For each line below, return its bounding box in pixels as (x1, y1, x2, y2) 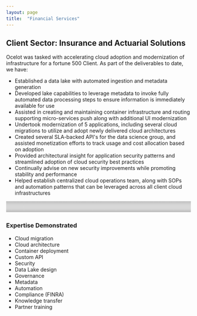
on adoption (14, 146, 44, 153)
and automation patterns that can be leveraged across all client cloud (14, 184, 182, 191)
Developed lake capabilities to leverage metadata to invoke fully (14, 90, 169, 97)
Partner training (14, 303, 53, 310)
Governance (14, 272, 45, 279)
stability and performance (14, 171, 77, 178)
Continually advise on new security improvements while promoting (14, 165, 176, 172)
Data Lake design (14, 266, 57, 273)
